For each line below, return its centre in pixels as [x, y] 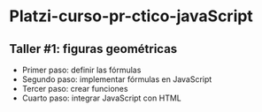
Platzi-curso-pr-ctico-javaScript [131, 16]
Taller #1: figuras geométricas [93, 49]
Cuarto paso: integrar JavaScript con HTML [101, 98]
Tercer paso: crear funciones [75, 89]
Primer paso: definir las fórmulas [81, 70]
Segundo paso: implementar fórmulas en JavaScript [117, 79]
